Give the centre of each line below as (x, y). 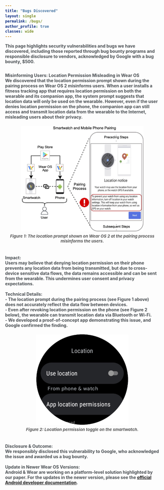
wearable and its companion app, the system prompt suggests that (75, 96)
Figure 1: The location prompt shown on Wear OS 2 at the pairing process (82, 236)
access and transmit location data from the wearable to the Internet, (76, 112)
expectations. (20, 284)
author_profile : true (27, 26)
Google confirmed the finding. (36, 326)
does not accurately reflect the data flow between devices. (66, 304)
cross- (141, 268)
